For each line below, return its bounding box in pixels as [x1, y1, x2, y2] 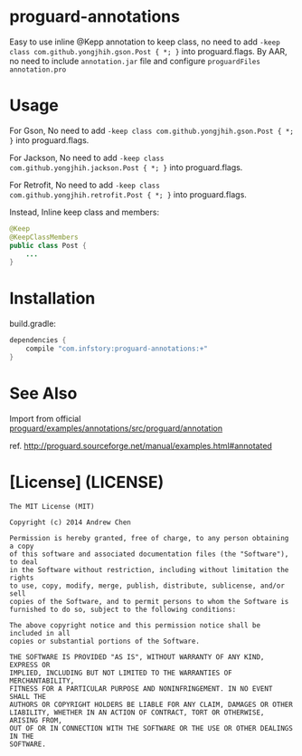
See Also [9, 383, 78, 404]
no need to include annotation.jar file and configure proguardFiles [9, 55, 260, 66]
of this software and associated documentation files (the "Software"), [9, 550, 289, 559]
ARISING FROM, [9, 715, 63, 725]
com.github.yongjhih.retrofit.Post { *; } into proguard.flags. [9, 188, 247, 200]
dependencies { [9, 336, 67, 345]
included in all [9, 628, 71, 637]
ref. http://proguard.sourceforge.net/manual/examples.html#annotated [9, 440, 273, 451]
